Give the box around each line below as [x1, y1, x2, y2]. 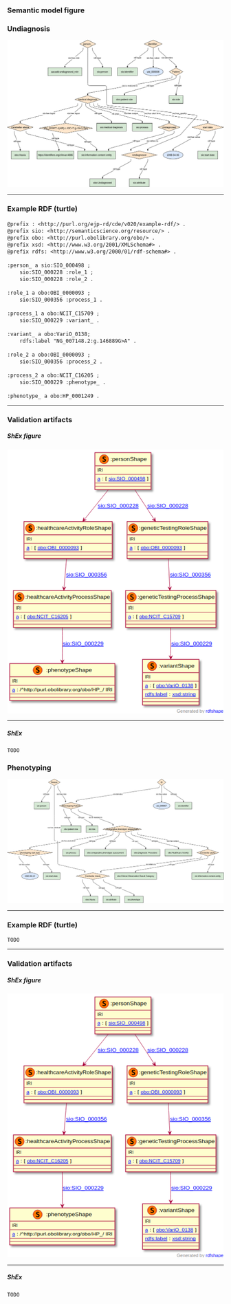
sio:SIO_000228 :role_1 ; [19, 269, 94, 276]
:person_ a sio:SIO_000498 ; [7, 262, 91, 269]
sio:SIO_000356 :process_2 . [19, 358, 103, 365]
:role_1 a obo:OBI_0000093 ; [7, 289, 91, 296]
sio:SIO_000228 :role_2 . [19, 276, 94, 283]
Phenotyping [7, 762, 52, 772]
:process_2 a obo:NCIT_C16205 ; [7, 372, 100, 379]
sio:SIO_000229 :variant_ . [19, 317, 100, 324]
